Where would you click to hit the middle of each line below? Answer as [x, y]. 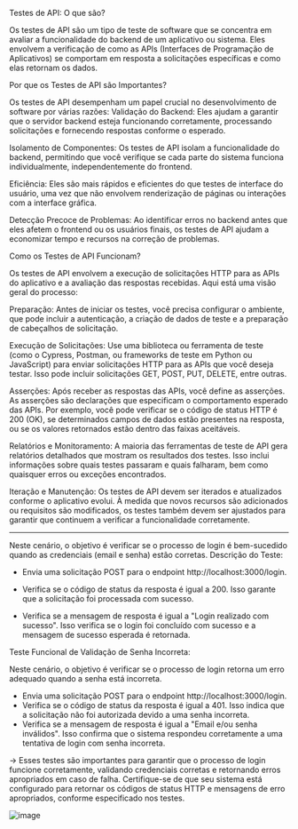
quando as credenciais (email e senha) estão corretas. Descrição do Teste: [146, 555]
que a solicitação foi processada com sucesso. [108, 598]
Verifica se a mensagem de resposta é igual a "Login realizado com [145, 616]
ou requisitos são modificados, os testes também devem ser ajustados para [148, 510]
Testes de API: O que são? [57, 13]
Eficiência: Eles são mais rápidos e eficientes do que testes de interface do [146, 184]
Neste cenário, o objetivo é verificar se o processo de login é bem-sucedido [149, 545]
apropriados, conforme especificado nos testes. [97, 798]
